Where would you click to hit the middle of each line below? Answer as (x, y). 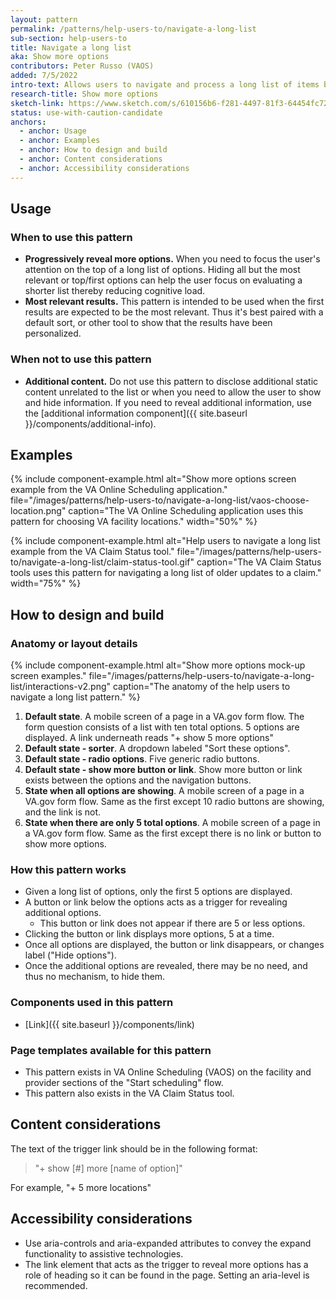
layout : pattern (44, 19)
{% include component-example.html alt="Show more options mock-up (158, 665)
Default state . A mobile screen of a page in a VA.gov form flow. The (164, 717)
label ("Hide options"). (70, 955)
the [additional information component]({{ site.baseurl (136, 413)
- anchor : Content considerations (91, 159)
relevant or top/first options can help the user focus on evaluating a (163, 280)
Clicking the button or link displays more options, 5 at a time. (149, 934)
